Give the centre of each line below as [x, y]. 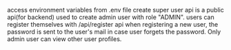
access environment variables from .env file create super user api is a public [115, 10]
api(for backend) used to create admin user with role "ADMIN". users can [111, 17]
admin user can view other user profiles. [64, 39]
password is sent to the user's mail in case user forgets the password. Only [114, 32]
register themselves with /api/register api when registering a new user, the [113, 24]
